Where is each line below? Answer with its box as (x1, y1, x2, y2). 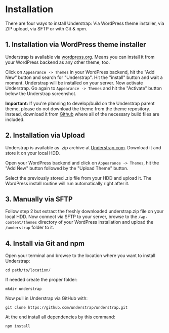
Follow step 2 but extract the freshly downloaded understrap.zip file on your (5, 209, 164, 215)
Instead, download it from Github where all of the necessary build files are (5, 111, 159, 117)
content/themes (5, 220, 37, 225)
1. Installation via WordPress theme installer (5, 40, 146, 49)
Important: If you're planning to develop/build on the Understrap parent (5, 100, 155, 106)
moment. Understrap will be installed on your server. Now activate (5, 79, 143, 86)
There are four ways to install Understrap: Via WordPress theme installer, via (5, 20, 164, 26)
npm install (5, 324, 30, 329)
